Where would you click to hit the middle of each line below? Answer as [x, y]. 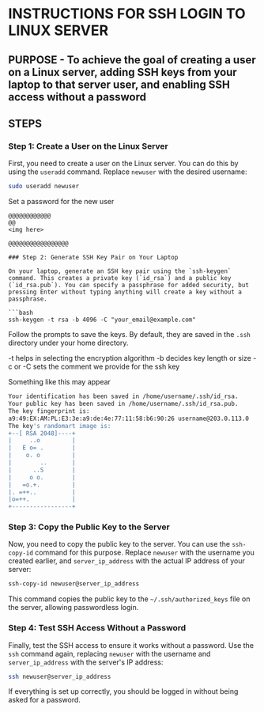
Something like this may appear [59, 382]
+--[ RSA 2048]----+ [42, 433]
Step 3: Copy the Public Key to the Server [89, 527]
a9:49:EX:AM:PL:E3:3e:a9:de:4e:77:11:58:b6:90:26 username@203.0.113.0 [128, 418]
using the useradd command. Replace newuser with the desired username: [128, 172]
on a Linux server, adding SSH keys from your [123, 72]
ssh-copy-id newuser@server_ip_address [74, 584]
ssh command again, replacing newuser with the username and [109, 653]
